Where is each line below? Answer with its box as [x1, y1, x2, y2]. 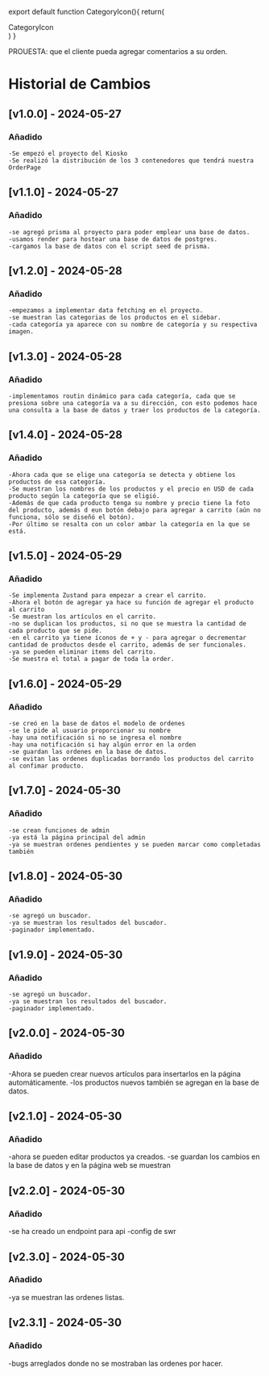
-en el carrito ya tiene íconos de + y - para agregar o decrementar [8, 634, 247, 642]
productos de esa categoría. [8, 478, 106, 486]
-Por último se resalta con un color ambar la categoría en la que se [8, 520, 250, 528]
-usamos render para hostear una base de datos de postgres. [8, 235, 218, 243]
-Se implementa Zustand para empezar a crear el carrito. [8, 592, 207, 600]
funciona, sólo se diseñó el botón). [8, 512, 135, 521]
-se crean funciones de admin [8, 826, 110, 834]
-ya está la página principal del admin [8, 833, 147, 842]
